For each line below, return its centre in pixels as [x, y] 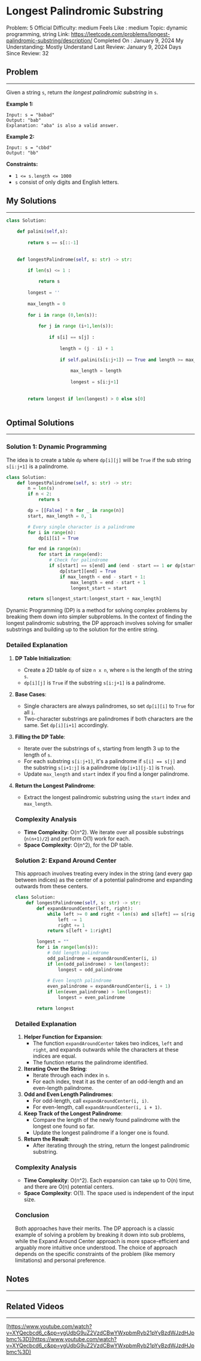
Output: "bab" [24, 120]
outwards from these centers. [51, 886]
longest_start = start [99, 588]
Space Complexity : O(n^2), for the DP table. [78, 845]
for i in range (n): [52, 532]
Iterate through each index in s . [71, 1075]
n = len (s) [41, 489]
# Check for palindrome [79, 560]
